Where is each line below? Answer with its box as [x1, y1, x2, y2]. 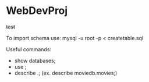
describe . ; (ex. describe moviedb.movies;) [14, 69, 118, 76]
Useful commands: [6, 45, 51, 53]
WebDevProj [6, 4, 68, 17]
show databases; [14, 57, 56, 64]
